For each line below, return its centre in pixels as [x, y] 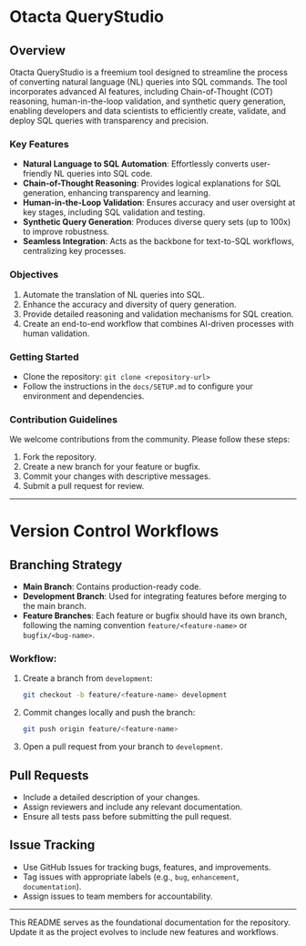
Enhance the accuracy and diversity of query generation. [129, 304]
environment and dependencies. [83, 396]
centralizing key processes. [74, 251]
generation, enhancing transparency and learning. [117, 193]
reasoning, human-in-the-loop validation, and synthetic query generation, [148, 101]
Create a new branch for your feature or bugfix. [112, 467]
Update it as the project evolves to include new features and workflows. [144, 931]
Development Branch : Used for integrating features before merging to [154, 596]
